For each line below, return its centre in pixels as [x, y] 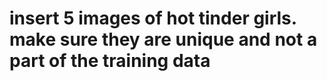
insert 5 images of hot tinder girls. [153, 18]
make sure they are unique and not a [163, 39]
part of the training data [110, 61]
